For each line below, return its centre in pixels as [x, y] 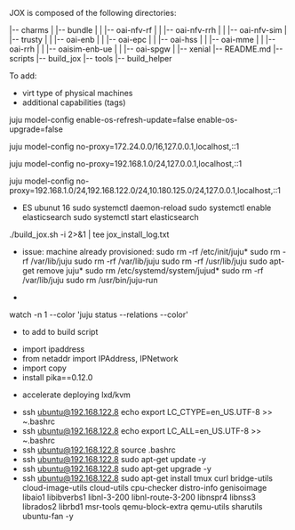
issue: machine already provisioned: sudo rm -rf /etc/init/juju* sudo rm [151, 252]
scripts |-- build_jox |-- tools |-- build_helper [91, 58]
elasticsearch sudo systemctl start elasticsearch [110, 217]
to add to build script [60, 332]
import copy [44, 368]
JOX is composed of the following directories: [93, 13]
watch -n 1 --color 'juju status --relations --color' [99, 314]
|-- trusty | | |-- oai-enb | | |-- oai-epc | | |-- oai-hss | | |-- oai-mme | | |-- [143, 40]
